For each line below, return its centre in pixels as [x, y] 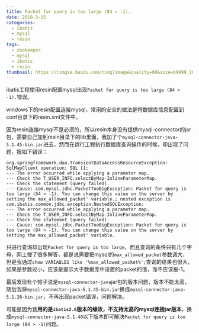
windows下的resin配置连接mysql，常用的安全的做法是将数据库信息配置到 [95, 109]
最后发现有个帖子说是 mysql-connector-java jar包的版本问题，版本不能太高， [98, 282]
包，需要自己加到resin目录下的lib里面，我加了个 [64, 137]
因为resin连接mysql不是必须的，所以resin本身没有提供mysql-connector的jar [99, 130]
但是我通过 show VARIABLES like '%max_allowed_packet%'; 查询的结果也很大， [99, 262]
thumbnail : [20, 72]
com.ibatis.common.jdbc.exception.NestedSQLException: [75, 205]
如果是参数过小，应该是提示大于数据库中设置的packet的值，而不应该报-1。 [97, 269]
